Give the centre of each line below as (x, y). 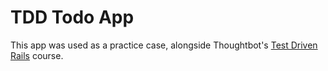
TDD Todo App (72, 17)
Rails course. (37, 55)
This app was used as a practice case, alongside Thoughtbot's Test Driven (164, 45)
